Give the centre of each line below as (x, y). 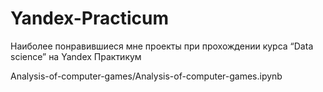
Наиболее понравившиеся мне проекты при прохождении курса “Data (162, 46)
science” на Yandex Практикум (76, 56)
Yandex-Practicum (89, 18)
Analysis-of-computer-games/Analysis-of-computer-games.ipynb (146, 76)
